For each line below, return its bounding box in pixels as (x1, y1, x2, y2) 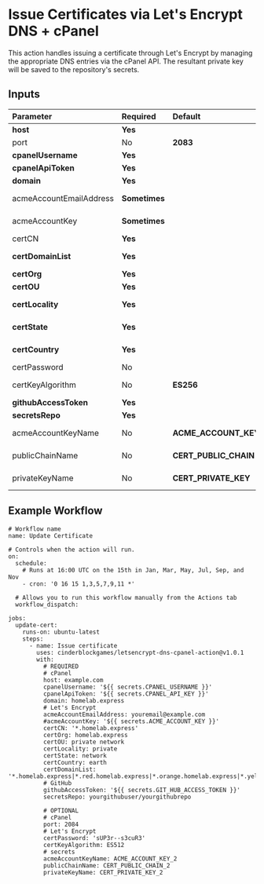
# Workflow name (8, 524, 61, 533)
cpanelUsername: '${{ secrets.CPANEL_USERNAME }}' (42, 683, 213, 691)
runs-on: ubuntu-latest (22, 628, 101, 636)
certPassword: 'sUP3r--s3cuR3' (42, 834, 146, 842)
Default (172, 111, 201, 122)
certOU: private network (42, 738, 125, 746)
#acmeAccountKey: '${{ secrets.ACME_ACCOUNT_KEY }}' (42, 717, 220, 725)
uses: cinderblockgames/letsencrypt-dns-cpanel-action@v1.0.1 (36, 648, 244, 656)
